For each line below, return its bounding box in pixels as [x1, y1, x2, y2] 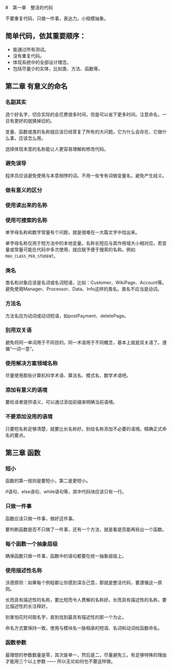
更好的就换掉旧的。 [14, 117, 55, 124]
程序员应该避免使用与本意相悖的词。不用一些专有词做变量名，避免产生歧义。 [5, 172, 167, 178]
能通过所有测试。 [12, 46, 49, 52]
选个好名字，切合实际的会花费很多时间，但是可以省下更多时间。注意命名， [5, 111, 162, 117]
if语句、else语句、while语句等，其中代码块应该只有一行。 [5, 489, 127, 495]
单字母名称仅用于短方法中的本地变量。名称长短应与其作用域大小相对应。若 [5, 240, 162, 246]
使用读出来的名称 [5, 201, 48, 208]
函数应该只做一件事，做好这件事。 [5, 515, 77, 521]
